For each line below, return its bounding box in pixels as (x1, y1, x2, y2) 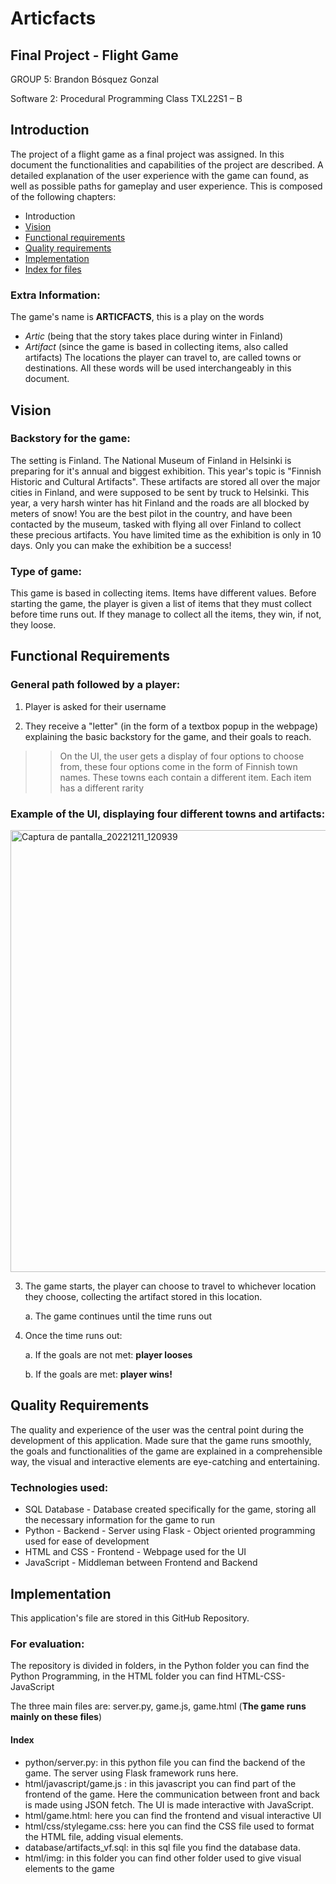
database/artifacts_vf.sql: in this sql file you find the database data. (24, 1841, 302, 1853)
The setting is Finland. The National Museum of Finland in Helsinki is (10, 454, 292, 466)
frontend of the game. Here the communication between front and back (24, 1788, 321, 1800)
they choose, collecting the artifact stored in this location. (24, 1291, 263, 1303)
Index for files (24, 263, 82, 275)
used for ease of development (24, 1535, 150, 1547)
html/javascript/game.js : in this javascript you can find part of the (24, 1777, 297, 1789)
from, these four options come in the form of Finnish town (59, 760, 298, 772)
